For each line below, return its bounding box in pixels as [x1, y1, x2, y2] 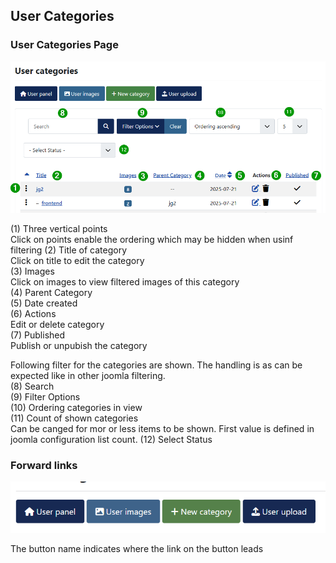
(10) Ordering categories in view [10, 401, 143, 413]
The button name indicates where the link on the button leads [10, 542, 264, 554]
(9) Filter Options [10, 390, 81, 403]
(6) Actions [10, 307, 57, 319]
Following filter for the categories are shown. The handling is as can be [10, 359, 303, 371]
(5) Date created [10, 297, 78, 309]
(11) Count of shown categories [10, 412, 139, 424]
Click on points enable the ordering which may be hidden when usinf [10, 233, 294, 245]
